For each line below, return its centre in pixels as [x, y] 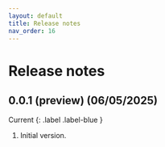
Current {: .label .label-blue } [56, 120]
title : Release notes [45, 23]
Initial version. [43, 136]
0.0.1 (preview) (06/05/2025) [83, 101]
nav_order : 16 [32, 31]
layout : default [35, 16]
